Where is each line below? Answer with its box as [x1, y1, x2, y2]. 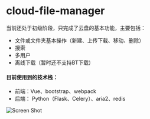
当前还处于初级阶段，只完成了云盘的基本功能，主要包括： [6, 24, 146, 31]
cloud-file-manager [6, 4, 105, 18]
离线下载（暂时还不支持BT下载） [14, 59, 94, 66]
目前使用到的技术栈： [6, 74, 58, 81]
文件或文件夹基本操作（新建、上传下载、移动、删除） [14, 37, 145, 44]
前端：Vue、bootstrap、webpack [14, 88, 96, 95]
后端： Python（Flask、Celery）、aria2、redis [14, 95, 126, 103]
